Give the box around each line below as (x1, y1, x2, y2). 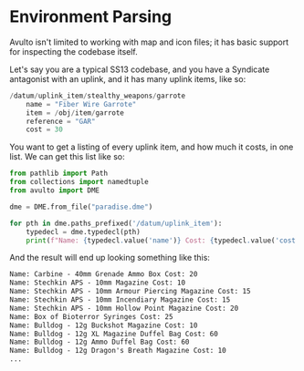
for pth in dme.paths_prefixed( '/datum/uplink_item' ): (9, 219, 223, 228)
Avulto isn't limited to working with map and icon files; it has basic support (9, 36, 289, 47)
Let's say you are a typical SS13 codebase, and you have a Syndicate (9, 64, 270, 75)
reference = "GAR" (26, 117, 96, 126)
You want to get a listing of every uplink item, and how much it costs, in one (9, 141, 294, 152)
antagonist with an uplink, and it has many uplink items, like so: (9, 73, 246, 84)
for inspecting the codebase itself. (9, 46, 139, 57)
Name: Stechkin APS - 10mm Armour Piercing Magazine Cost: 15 (9, 287, 251, 296)
